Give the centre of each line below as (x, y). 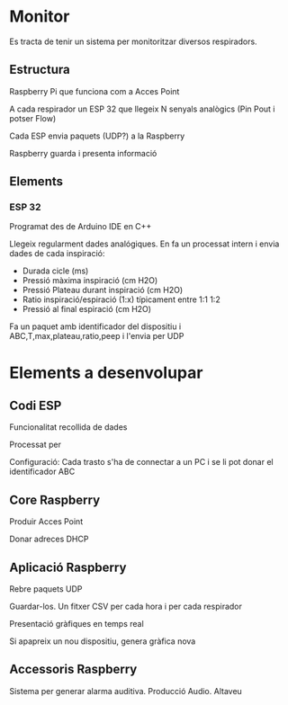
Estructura (40, 70)
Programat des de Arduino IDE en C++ (81, 227)
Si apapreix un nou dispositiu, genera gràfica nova (103, 641)
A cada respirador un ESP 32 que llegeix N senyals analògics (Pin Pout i (142, 109)
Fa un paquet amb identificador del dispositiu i (95, 326)
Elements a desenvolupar (106, 373)
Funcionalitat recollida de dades (68, 427)
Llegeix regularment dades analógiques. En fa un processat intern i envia (144, 244)
